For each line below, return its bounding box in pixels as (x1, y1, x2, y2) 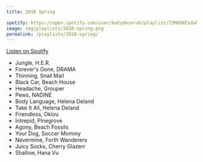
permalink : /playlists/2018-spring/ (6, 31, 98, 37)
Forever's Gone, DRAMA (14, 66, 76, 73)
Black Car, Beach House (14, 79, 76, 86)
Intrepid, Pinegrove (14, 117, 63, 125)
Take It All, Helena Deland (14, 104, 80, 112)
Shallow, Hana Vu (14, 149, 59, 157)
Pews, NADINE (14, 91, 53, 99)
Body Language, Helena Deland (14, 98, 94, 105)
